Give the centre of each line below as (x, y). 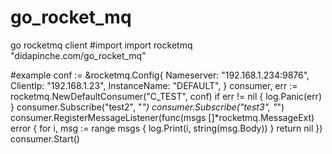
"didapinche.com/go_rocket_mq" (78, 55)
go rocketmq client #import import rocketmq (101, 45)
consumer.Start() (45, 138)
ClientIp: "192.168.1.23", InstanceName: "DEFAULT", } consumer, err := (154, 85)
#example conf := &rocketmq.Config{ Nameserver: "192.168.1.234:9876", (160, 75)
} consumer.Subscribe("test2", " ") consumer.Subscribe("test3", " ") (147, 107)
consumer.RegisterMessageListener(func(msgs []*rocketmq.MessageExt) (162, 117)
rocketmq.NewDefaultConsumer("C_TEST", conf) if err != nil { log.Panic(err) (166, 96)
